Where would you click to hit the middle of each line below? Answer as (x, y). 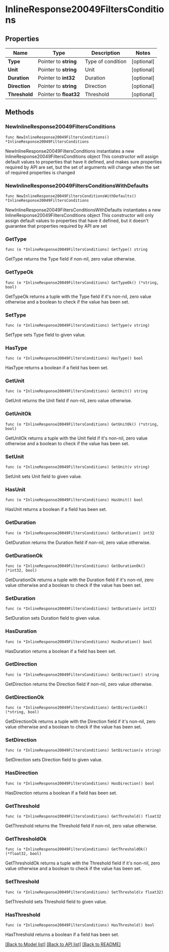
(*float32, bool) (23, 854)
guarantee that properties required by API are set (56, 226)
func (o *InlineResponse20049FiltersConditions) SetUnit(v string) (78, 467)
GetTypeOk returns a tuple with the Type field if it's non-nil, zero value (78, 296)
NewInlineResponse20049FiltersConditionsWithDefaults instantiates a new (83, 210)
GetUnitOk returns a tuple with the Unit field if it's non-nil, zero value (76, 438)
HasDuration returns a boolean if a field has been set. (61, 651)
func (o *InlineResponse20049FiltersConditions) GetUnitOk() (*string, (82, 424)
